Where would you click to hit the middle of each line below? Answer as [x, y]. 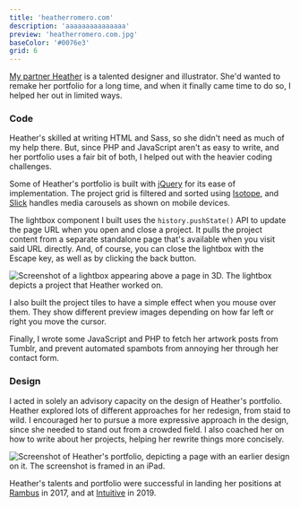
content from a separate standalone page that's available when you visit [142, 239]
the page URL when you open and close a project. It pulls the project [136, 230]
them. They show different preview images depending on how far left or [142, 312]
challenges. [30, 167]
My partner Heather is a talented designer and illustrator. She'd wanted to [145, 76]
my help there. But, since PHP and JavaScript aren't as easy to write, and [144, 148]
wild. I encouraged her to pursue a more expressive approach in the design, [149, 420]
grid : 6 [24, 51]
